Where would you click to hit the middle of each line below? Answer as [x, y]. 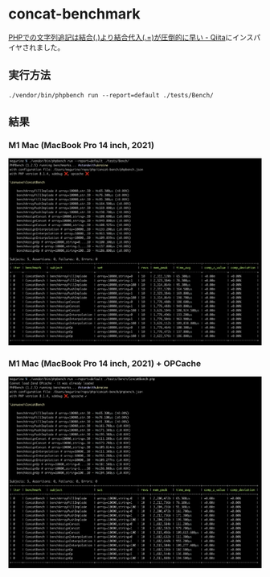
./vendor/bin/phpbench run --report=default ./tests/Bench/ [111, 95]
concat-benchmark [74, 14]
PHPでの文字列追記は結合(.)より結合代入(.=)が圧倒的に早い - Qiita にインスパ [135, 37]
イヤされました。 [37, 47]
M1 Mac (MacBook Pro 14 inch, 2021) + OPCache [105, 363]
